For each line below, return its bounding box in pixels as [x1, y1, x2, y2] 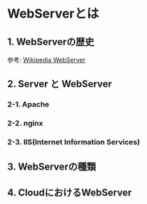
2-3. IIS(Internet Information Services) [7, 137, 140, 147]
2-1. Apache [7, 100, 50, 109]
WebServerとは [7, 6, 99, 22]
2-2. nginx [7, 118, 43, 128]
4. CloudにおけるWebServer [7, 186, 132, 198]
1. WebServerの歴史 [7, 36, 94, 48]
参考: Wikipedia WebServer [7, 56, 86, 64]
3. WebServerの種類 [7, 161, 97, 172]
